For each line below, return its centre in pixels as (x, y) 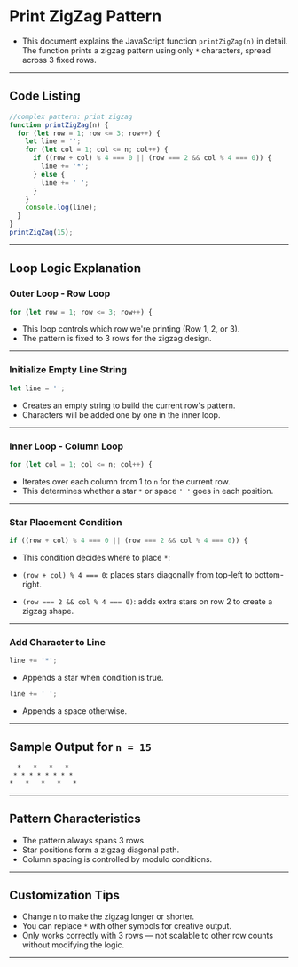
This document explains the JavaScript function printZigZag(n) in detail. (155, 41)
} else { (49, 174)
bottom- (269, 574)
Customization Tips (64, 895)
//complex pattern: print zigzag (71, 116)
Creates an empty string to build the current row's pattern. (129, 405)
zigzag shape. (47, 611)
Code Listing (45, 96)
